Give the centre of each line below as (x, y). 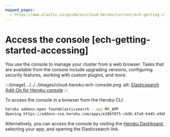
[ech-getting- (121, 40)
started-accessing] (47, 50)
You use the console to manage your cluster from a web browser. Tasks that (84, 64)
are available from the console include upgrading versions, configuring (79, 70)
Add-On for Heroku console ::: (37, 90)
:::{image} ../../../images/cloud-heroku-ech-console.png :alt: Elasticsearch (82, 85)
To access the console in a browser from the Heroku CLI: (65, 100)
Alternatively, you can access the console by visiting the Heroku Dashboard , (85, 124)
